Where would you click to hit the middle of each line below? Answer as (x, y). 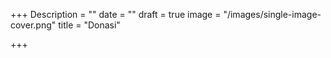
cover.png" (33, 25)
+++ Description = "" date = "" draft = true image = (116, 14)
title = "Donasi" (89, 25)
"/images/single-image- (272, 14)
